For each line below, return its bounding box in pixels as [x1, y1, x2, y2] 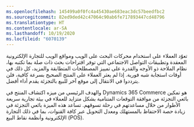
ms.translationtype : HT [6, 19, 65, 25]
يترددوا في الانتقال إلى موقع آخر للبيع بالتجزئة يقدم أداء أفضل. [6, 77, 140, 84]
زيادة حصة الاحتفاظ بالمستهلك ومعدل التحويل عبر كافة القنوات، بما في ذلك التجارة [6, 108, 186, 115]
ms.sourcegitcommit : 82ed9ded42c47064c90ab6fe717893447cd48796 [6, 14, 165, 20]
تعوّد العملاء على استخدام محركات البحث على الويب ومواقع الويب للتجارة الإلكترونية [6, 53, 188, 59]
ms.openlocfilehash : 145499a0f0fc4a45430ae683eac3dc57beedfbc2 [6, 8, 165, 15]
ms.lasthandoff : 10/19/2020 [6, 31, 75, 37]
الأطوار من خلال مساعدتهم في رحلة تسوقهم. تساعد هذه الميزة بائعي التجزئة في [6, 102, 181, 108]
